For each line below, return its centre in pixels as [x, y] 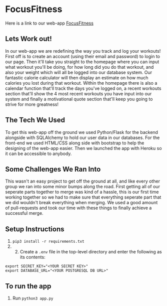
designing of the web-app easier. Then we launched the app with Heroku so [83, 148]
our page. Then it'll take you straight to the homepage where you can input [82, 62]
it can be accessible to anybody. [38, 154]
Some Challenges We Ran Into [53, 169]
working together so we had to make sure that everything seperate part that [83, 197]
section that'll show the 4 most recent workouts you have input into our [78, 93]
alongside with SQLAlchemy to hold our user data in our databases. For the [82, 137]
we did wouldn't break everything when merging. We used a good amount [81, 203]
